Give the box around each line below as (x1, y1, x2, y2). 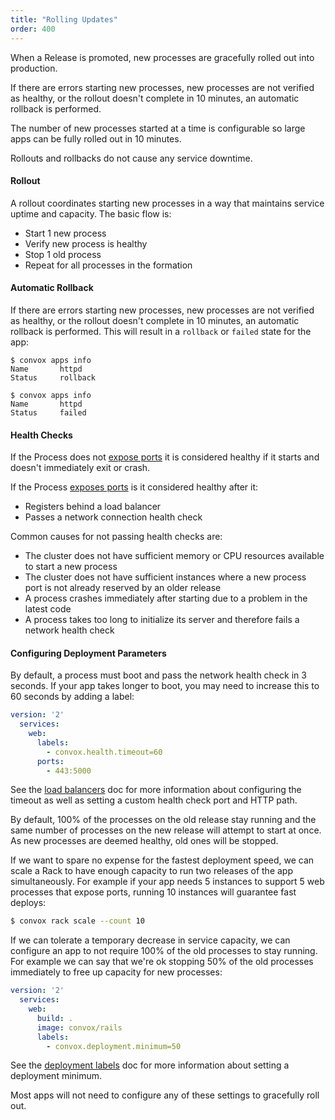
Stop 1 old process (24, 248, 102, 260)
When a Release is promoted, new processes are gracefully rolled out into (10, 51, 315, 63)
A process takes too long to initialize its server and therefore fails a (24, 614, 300, 626)
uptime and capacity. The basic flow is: (10, 207, 172, 220)
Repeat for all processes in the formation (24, 259, 193, 271)
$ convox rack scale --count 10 (10, 916, 145, 926)
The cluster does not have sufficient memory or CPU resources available (24, 550, 325, 562)
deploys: (10, 897, 47, 909)
